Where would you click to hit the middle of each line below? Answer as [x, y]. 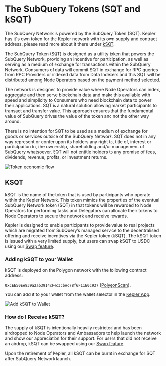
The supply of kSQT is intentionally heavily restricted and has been [74, 328]
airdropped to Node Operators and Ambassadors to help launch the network [83, 333]
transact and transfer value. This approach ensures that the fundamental [79, 111]
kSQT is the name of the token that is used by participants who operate [78, 194]
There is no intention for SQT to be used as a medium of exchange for [76, 131]
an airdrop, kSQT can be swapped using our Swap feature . [65, 344]
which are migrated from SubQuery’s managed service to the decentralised [82, 230]
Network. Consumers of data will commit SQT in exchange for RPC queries [82, 69]
